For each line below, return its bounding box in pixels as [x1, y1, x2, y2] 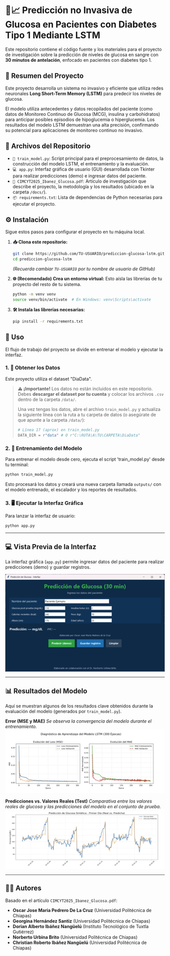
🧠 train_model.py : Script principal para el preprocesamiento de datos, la [12, 155, 163, 161]
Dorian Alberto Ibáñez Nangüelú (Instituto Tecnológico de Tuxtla [12, 923, 149, 929]
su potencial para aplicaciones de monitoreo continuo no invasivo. [5, 127, 143, 133]
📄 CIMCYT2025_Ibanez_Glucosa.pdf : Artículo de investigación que [12, 178, 147, 184]
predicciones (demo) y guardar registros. [5, 564, 91, 570]
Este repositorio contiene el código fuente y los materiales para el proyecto [5, 46, 162, 52]
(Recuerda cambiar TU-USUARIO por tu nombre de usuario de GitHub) [12, 266, 155, 272]
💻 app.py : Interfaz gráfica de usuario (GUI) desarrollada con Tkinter [12, 166, 155, 172]
